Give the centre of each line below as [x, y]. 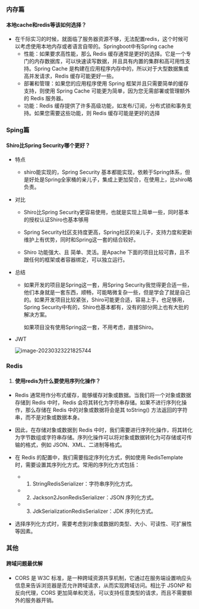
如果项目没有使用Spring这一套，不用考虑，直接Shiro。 [90, 327]
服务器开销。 [41, 600]
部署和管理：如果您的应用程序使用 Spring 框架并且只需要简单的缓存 [106, 84]
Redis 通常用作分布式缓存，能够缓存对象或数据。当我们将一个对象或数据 [103, 395]
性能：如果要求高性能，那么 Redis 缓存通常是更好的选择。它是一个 [105, 54]
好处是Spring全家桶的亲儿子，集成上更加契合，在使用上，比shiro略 [111, 180]
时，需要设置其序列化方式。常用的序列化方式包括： [77, 465]
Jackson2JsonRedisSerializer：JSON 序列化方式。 [95, 497]
